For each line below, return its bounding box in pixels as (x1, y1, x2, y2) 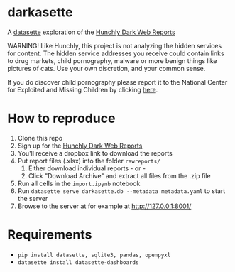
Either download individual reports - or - (28, 164, 146, 173)
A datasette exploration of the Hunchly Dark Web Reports (7, 28, 175, 36)
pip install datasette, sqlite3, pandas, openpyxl (17, 251, 171, 259)
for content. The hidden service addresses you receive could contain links (7, 49, 225, 58)
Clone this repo (17, 134, 62, 142)
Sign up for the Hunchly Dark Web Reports (17, 141, 143, 150)
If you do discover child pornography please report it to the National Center (7, 77, 228, 86)
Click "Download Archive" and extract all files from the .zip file (28, 171, 211, 180)
